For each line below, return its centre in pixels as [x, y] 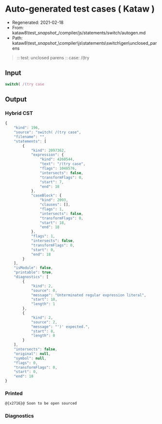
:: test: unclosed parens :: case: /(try [53, 57]
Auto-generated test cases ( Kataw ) [80, 9]
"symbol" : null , [30, 358]
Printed [14, 393]
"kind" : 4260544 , [57, 159]
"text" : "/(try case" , [63, 164]
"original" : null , [32, 353]
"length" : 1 [43, 304]
